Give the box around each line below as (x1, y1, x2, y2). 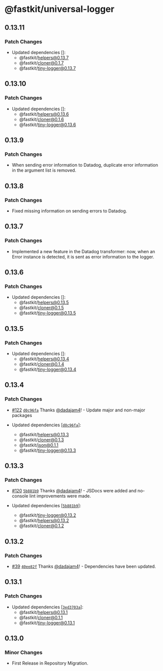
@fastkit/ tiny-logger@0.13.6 (19, 122, 76, 128)
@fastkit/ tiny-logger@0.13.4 (19, 366, 76, 372)
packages (11, 412, 33, 418)
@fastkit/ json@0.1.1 (19, 442, 59, 448)
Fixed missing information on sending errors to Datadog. (11, 207, 127, 214)
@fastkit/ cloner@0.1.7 (19, 60, 64, 66)
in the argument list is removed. (11, 167, 76, 173)
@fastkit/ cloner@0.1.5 (19, 305, 64, 311)
